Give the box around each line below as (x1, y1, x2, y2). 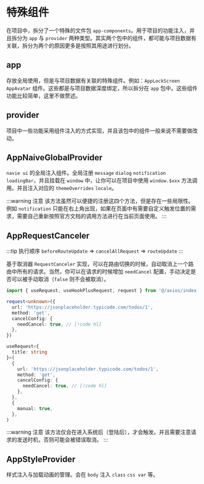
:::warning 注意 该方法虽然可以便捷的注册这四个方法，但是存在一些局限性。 (6, 197, 194, 205)
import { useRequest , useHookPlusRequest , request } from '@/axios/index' (6, 288, 200, 294)
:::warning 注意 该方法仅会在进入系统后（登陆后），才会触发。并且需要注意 (6, 429, 191, 436)
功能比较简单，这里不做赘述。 (6, 92, 81, 99)
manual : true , (17, 405, 53, 412)
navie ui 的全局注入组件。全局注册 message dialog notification (6, 169, 166, 177)
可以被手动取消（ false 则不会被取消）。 (11, 276, 109, 283)
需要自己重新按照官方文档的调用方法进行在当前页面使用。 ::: (16, 213, 167, 220)
